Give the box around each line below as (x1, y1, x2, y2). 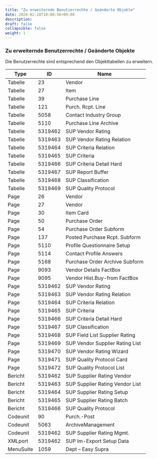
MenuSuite (7, 446, 33, 453)
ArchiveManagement (65, 421, 115, 428)
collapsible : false (5, 26, 46, 31)
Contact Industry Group (65, 111, 121, 118)
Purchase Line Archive (65, 120, 118, 127)
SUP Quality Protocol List (65, 364, 125, 371)
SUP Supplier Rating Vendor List (65, 381, 141, 388)
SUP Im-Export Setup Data (65, 437, 129, 444)
